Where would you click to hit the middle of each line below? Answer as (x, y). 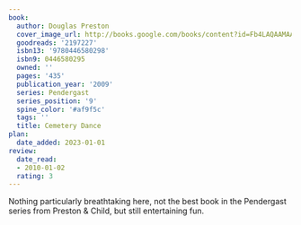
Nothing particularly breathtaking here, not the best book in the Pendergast (147, 202)
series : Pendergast (53, 92)
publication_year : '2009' (65, 84)
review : (23, 151)
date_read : (37, 159)
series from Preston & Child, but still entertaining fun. (106, 211)
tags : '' (33, 117)
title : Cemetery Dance (59, 126)
